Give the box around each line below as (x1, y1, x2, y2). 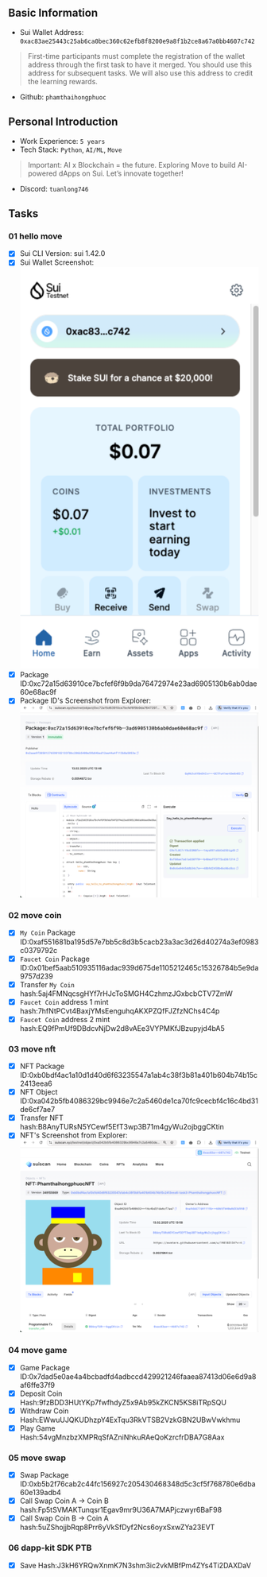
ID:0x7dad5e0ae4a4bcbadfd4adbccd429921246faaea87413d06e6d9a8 (19, 1371, 257, 1381)
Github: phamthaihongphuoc (19, 91, 107, 102)
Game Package (19, 1362, 70, 1372)
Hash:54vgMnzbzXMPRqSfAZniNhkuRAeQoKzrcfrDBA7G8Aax (19, 1432, 225, 1442)
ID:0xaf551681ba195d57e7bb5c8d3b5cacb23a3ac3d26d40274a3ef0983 (19, 937, 260, 947)
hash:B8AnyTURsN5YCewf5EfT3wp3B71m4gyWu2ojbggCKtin (19, 1122, 224, 1132)
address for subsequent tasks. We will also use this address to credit (27, 68, 253, 78)
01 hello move (8, 231, 63, 242)
